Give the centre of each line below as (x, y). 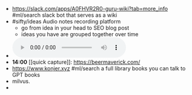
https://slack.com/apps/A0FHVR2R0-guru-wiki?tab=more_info (90, 9)
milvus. (21, 81)
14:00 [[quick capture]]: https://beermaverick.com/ (76, 62)
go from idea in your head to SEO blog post (75, 28)
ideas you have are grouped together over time (80, 34)
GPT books (26, 75)
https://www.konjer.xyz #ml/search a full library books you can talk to (99, 68)
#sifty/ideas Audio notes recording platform (66, 21)
